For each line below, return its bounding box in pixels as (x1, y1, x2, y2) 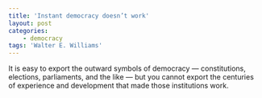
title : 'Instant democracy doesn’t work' (8, 11, 150, 20)
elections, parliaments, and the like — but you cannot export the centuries (8, 72, 254, 82)
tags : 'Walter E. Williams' (8, 42, 103, 50)
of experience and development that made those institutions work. (8, 81, 229, 91)
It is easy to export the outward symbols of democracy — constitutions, (8, 63, 246, 73)
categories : (8, 27, 48, 35)
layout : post (8, 19, 52, 27)
